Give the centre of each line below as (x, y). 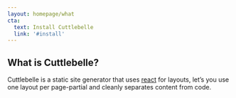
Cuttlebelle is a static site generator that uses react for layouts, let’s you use (118, 80)
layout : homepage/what (41, 14)
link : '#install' (39, 34)
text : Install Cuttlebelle (54, 27)
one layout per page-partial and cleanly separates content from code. (109, 87)
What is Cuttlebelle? (53, 62)
